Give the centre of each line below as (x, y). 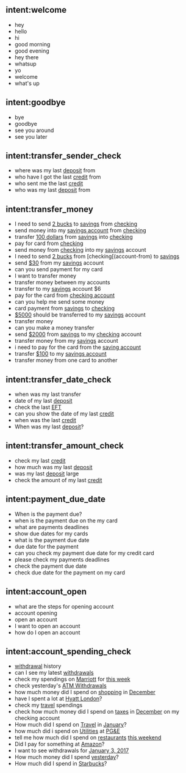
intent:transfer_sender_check (63, 156)
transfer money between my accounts (62, 282)
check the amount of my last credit (58, 480)
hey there (27, 57)
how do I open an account (47, 632)
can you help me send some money (59, 302)
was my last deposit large (47, 474)
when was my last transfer (48, 394)
